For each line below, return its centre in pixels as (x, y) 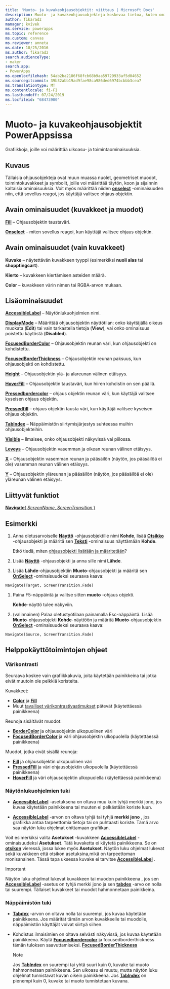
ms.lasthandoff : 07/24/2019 (35, 95)
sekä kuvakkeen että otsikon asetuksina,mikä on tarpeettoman (70, 854)
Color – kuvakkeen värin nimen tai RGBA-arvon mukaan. (64, 285)
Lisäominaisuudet (34, 301)
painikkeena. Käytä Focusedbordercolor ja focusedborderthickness (83, 940)
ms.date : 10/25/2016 (27, 48)
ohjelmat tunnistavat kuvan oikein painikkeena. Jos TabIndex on (79, 976)
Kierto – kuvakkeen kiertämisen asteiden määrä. (56, 275)
